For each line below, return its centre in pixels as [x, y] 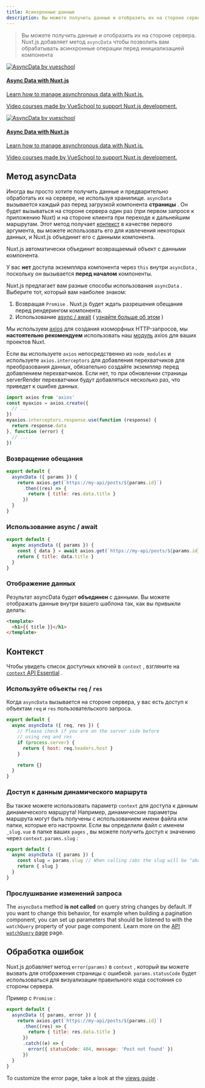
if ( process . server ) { [46, 742]
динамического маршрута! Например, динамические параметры [92, 812]
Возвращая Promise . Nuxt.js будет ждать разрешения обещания [99, 304]
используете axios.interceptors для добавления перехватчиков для [95, 360]
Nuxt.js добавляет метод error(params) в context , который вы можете [98, 966]
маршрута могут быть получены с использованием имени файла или [97, 819]
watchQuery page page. [35, 933]
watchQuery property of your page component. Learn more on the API [93, 926]
